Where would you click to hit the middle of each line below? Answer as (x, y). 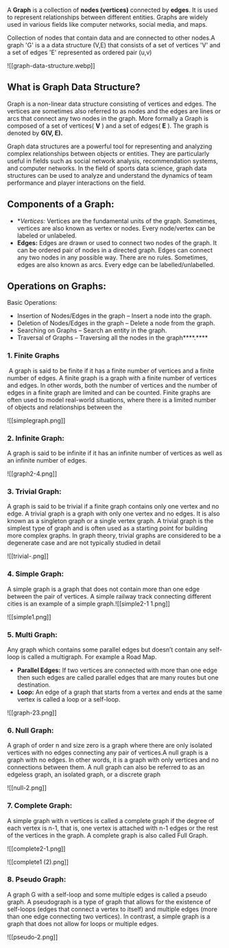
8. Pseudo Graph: (37, 879)
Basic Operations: (32, 303)
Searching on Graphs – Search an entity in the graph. (92, 331)
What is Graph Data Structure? (74, 88)
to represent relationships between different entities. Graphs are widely (108, 17)
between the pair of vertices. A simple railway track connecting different (109, 596)
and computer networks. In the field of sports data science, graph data (107, 168)
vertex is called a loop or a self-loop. (69, 699)
